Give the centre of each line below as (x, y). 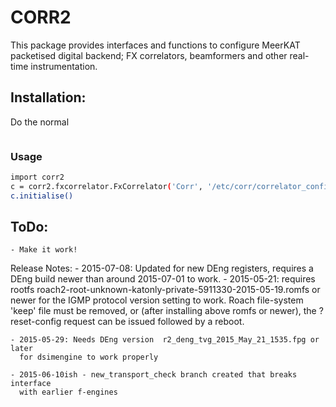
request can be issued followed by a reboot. (154, 322)
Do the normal (40, 122)
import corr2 (37, 177)
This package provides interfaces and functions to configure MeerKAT (155, 45)
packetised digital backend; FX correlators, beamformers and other (149, 55)
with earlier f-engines (68, 392)
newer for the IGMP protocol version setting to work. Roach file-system (157, 300)
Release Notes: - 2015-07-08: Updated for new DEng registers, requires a (162, 268)
